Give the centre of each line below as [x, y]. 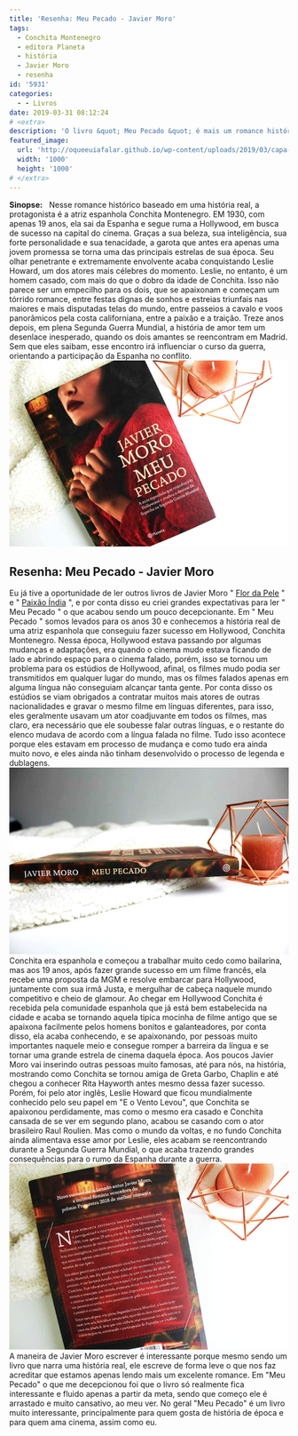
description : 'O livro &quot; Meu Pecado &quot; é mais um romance [137, 132]
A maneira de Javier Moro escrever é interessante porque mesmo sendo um [149, 1356]
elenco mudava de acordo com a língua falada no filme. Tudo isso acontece [148, 734]
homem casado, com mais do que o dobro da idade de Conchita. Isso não [144, 280]
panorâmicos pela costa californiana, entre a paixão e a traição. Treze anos [146, 318]
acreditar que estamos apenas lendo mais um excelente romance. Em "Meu [147, 1375]
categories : [31, 93]
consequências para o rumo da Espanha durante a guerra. [116, 1159]
